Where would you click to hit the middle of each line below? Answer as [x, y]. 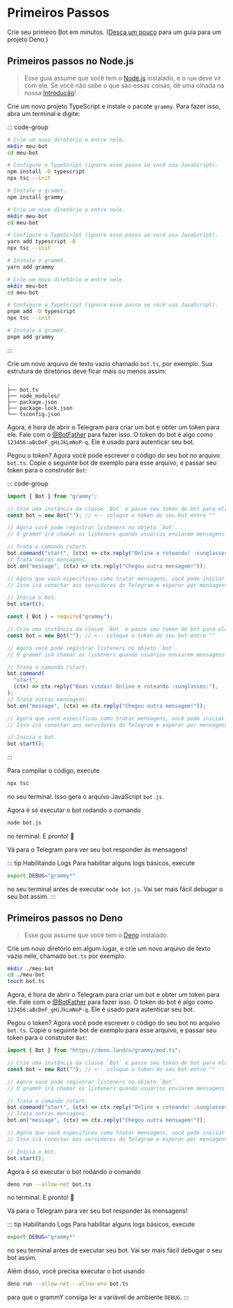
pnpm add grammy [31, 337]
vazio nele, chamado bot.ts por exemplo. [67, 956]
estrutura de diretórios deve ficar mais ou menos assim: [87, 371]
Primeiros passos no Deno [65, 918]
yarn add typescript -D [42, 242]
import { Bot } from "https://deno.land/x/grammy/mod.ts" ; [94, 1050]
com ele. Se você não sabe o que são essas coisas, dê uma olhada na [124, 85]
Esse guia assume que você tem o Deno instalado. [96, 935]
